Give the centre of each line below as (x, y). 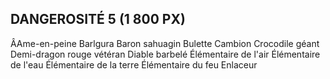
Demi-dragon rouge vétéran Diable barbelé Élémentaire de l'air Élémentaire (165, 54)
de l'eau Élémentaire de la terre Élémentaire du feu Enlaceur (134, 64)
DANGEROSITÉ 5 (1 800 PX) (98, 19)
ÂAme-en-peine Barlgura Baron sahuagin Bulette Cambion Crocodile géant (165, 43)
